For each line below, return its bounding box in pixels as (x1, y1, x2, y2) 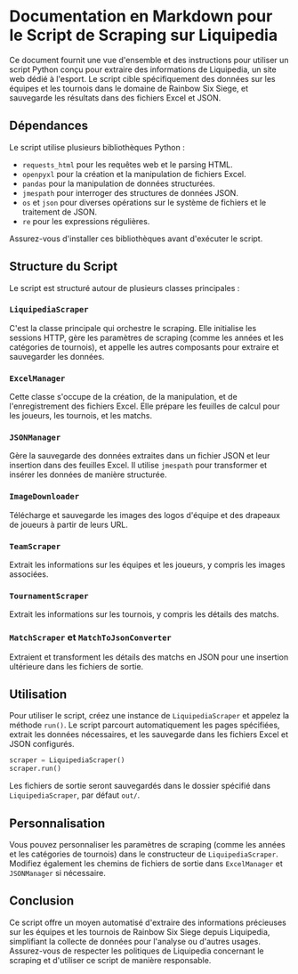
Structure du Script (9, 259, 118, 274)
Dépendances (9, 118, 89, 134)
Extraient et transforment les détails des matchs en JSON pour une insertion (9, 652, 289, 662)
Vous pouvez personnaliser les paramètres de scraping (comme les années (9, 840, 286, 850)
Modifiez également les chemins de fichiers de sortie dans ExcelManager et (9, 858, 283, 869)
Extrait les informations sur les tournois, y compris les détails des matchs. (9, 609, 279, 620)
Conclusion (9, 893, 75, 909)
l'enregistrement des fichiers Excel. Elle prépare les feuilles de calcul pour (9, 401, 280, 411)
